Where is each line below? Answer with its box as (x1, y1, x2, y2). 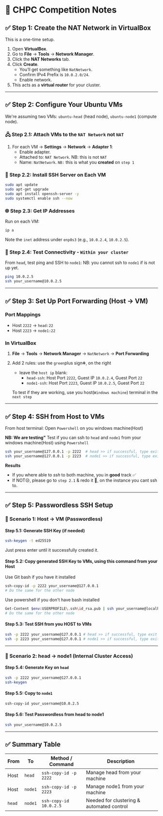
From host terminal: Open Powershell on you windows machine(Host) (5, 425, 144, 431)
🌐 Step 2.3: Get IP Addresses (5, 207, 75, 214)
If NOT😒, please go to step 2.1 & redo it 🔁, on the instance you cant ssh (12, 477, 158, 483)
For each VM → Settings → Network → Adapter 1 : (12, 144, 113, 150)
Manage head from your (86, 769, 141, 776)
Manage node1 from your (86, 783, 145, 790)
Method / (50, 754, 73, 761)
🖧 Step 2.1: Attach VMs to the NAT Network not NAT (5, 131, 124, 138)
